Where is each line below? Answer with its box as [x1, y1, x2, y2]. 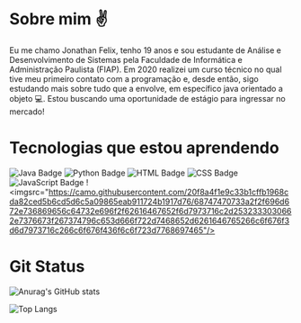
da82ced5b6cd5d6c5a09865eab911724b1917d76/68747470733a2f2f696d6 [9, 196, 290, 207]
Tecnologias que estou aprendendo [9, 138, 280, 158]
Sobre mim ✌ [9, 9, 108, 30]
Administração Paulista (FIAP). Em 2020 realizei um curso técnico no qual [9, 64, 282, 75]
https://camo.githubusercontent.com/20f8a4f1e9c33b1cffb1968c [48, 186, 289, 197]
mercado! [9, 106, 45, 117]
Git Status [9, 256, 85, 277]
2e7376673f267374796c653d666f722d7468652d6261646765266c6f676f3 [9, 215, 290, 226]
